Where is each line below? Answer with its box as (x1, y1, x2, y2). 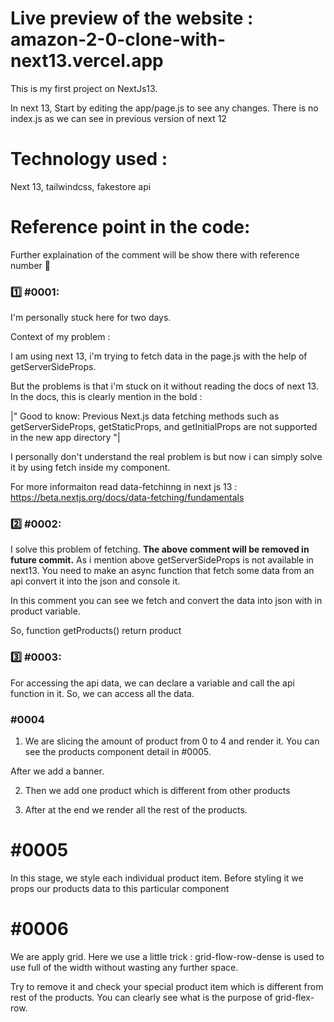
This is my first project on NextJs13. (10, 82, 158, 94)
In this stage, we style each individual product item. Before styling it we (10, 872, 304, 884)
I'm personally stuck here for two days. (10, 312, 172, 324)
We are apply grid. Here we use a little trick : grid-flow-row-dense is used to (10, 950, 325, 962)
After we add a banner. (10, 765, 105, 777)
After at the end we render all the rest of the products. (24, 804, 248, 816)
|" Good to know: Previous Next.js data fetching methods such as (10, 410, 280, 422)
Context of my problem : (10, 331, 111, 343)
